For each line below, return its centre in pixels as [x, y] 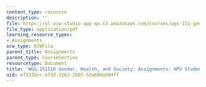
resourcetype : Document [37, 63]
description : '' [27, 18]
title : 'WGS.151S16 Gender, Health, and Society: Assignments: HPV [94, 69]
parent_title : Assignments [41, 52]
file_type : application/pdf [42, 29]
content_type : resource [37, 12]
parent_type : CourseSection [42, 58]
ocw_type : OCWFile [30, 47]
